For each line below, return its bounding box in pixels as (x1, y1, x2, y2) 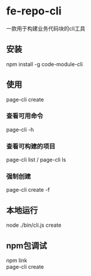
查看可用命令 (6, 112, 44, 120)
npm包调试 (6, 241, 47, 251)
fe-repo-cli (6, 4, 62, 18)
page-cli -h (6, 126, 34, 133)
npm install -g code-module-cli (6, 60, 83, 67)
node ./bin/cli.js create (6, 221, 62, 229)
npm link (6, 257, 28, 264)
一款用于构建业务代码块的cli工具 (6, 25, 86, 32)
